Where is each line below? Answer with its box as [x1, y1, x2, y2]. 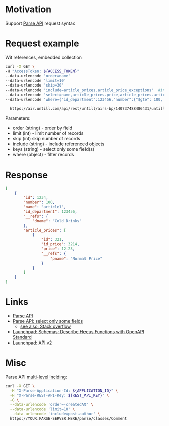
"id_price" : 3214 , [41, 242, 80, 247]
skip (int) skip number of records [12, 135, 80, 141]
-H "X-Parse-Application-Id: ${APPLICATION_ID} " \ [10, 388, 118, 393]
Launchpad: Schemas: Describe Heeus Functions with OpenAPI [12, 329, 144, 335]
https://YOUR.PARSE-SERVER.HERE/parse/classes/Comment [10, 416, 127, 421]
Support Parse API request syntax [5, 20, 75, 26]
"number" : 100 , [23, 200, 55, 205]
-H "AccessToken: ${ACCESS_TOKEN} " [5, 69, 80, 74]
